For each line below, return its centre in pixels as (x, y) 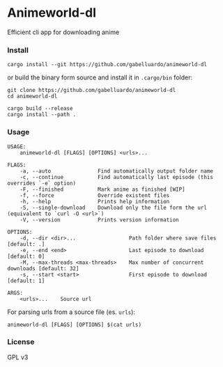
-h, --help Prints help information (95, 201)
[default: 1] (26, 281)
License (21, 342)
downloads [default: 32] (43, 268)
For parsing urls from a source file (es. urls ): (71, 312)
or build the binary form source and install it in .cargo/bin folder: (100, 77)
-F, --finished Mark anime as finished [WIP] (103, 189)
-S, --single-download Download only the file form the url (114, 208)
